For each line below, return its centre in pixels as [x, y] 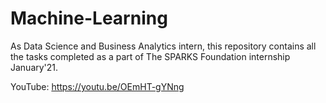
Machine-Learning [89, 18]
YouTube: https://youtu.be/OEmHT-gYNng [97, 86]
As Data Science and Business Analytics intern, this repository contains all [163, 46]
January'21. [34, 67]
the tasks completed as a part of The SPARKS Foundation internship [150, 56]
